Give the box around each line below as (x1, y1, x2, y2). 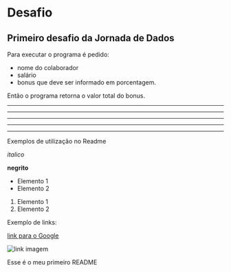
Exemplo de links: (7, 218, 57, 226)
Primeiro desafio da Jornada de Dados (7, 32, 175, 44)
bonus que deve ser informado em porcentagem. (16, 78, 157, 87)
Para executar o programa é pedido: (7, 50, 110, 58)
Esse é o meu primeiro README (7, 258, 98, 266)
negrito (7, 163, 29, 172)
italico (7, 150, 25, 159)
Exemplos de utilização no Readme (7, 137, 107, 145)
